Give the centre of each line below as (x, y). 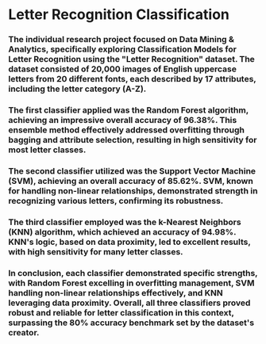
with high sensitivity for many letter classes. (96, 251)
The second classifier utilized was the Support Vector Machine (132, 170)
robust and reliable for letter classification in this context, (121, 312)
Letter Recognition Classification (119, 15)
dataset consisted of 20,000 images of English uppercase (122, 69)
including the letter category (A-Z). (77, 89)
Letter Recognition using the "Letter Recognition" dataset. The (132, 59)
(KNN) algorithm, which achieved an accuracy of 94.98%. (122, 231)
